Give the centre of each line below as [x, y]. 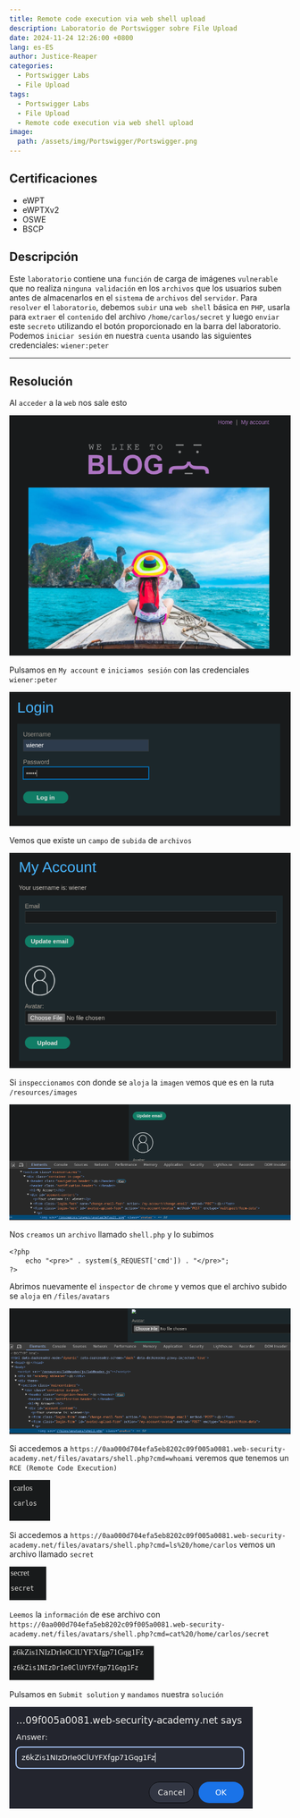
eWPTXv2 [41, 209]
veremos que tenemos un [242, 1459]
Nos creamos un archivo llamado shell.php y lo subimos [112, 1234]
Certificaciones [54, 179]
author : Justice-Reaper [54, 57]
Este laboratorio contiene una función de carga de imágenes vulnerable [144, 278]
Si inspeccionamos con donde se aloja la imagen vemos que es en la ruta [142, 1083]
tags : [19, 94]
